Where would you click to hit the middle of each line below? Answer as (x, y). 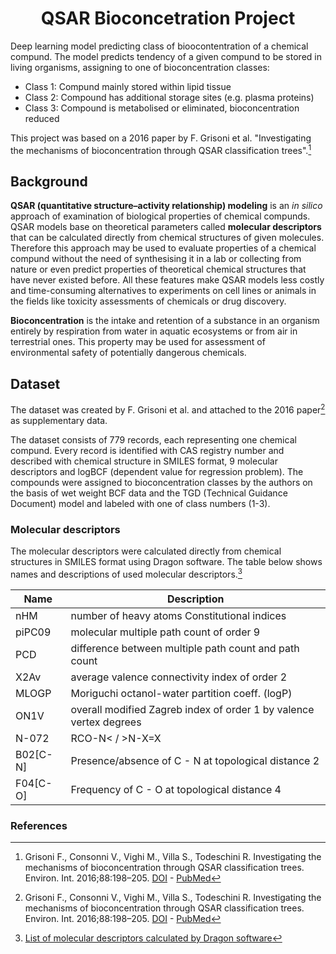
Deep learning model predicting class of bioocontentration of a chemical (159, 46)
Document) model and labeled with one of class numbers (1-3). (140, 503)
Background (49, 181)
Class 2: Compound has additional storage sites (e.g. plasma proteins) (169, 97)
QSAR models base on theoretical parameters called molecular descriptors (166, 227)
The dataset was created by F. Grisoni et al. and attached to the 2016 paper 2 (168, 409)
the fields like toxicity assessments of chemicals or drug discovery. (148, 301)
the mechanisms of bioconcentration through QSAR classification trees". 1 (161, 149)
